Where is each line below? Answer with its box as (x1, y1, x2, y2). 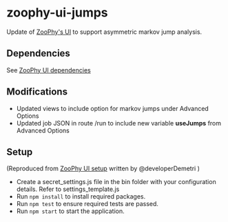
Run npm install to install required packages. (16, 192, 146, 201)
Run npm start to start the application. (16, 207, 125, 215)
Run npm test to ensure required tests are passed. (16, 200, 159, 208)
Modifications (6, 86, 68, 98)
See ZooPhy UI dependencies (6, 65, 91, 74)
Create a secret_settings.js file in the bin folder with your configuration (16, 178, 216, 186)
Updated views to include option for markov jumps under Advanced (16, 104, 209, 112)
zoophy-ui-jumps (6, 5, 108, 21)
